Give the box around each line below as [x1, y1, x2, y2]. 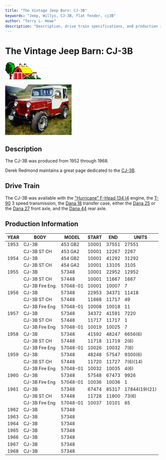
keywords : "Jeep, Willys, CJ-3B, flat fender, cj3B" [5, 13, 116, 18]
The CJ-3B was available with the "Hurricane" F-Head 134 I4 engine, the [5, 195, 153, 201]
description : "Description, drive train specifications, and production [5, 24, 158, 29]
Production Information [5, 220, 79, 228]
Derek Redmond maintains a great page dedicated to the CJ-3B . [5, 167, 136, 173]
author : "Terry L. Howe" [5, 18, 56, 23]
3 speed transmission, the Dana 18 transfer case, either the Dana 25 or [11, 200, 156, 206]
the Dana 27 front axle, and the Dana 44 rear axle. [5, 205, 107, 211]
